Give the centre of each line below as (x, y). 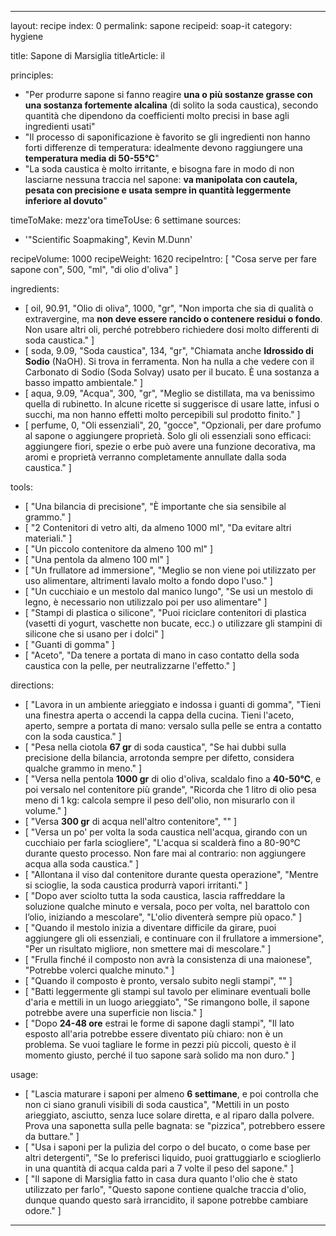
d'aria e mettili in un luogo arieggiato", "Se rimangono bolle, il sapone (167, 1002)
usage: (24, 1074)
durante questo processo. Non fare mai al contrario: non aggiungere (165, 853)
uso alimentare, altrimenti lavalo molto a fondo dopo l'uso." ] (148, 580)
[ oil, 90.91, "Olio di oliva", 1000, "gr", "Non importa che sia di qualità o (169, 308)
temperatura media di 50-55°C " (92, 158)
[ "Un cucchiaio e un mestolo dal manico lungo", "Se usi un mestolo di (168, 591)
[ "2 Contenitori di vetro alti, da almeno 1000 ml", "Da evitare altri (158, 527)
